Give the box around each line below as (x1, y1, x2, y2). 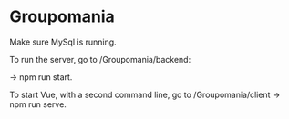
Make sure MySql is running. (9, 36, 117, 47)
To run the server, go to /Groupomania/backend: (9, 54, 191, 64)
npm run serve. (9, 98, 67, 110)
